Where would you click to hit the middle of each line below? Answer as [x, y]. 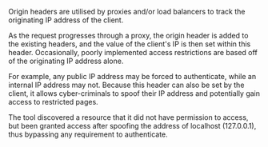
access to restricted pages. [53, 102]
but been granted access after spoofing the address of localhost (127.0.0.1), [132, 126]
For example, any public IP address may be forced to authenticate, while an [132, 76]
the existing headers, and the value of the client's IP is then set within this [130, 44]
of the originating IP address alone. [66, 61]
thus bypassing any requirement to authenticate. [88, 134]
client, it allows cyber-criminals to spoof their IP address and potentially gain [134, 93]
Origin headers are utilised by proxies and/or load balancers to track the [127, 12]
